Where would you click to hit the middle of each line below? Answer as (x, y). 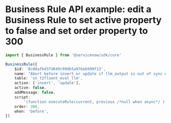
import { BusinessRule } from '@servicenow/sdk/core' (64, 55)
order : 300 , (27, 107)
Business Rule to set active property (83, 20)
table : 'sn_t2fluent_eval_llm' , (49, 78)
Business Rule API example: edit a (78, 9)
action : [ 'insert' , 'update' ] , (48, 83)
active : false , (31, 88)
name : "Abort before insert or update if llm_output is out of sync (89, 74)
